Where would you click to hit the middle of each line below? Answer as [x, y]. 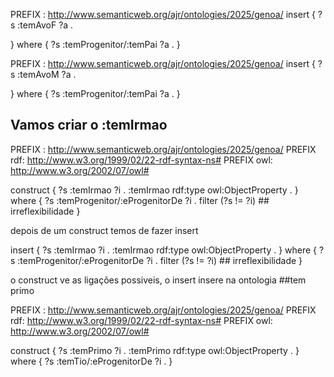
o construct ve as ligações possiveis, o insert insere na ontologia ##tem [158, 280]
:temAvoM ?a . [47, 74]
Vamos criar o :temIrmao [89, 125]
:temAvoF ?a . [45, 25]
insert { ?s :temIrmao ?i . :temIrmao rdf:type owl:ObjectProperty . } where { [164, 250]
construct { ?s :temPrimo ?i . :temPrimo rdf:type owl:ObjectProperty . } [155, 350]
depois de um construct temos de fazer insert [104, 230]
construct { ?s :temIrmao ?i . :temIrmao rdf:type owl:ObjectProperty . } [154, 190]
